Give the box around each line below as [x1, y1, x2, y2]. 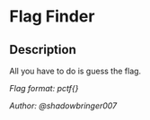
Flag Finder [9, 6, 95, 27]
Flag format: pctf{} [9, 83, 79, 93]
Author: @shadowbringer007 [9, 100, 118, 111]
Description [9, 42, 76, 57]
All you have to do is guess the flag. [9, 65, 142, 76]
